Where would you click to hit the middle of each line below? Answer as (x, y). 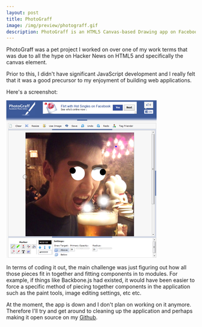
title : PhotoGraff (29, 19)
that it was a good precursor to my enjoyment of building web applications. (99, 81)
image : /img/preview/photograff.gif (52, 25)
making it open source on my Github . (52, 317)
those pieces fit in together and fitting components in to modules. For (92, 274)
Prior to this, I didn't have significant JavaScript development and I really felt (101, 74)
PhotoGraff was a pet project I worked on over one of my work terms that (97, 50)
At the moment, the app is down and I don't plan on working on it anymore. (99, 305)
